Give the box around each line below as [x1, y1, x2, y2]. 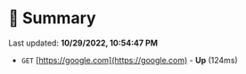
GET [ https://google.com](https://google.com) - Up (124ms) [20, 54, 238, 65]
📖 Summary [8, 8, 96, 29]
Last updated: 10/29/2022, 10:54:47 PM [8, 37, 158, 48]
